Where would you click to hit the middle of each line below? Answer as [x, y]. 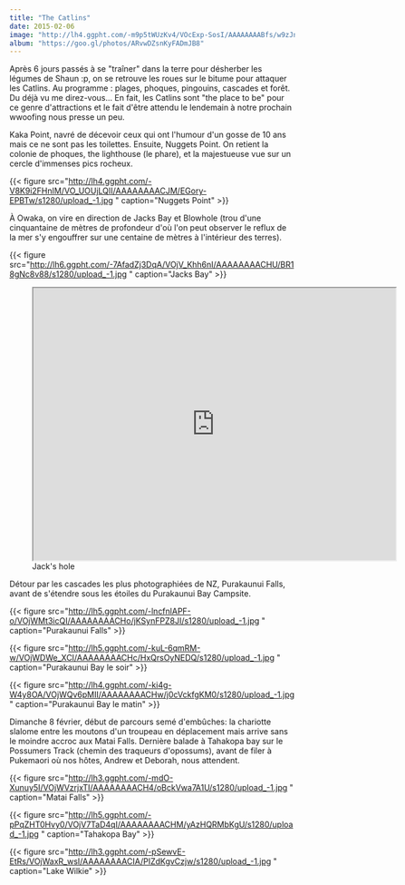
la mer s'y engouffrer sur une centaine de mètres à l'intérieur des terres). [146, 238]
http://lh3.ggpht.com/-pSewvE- [126, 852]
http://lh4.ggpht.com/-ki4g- [120, 685]
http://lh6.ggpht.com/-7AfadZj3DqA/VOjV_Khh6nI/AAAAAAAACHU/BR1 [162, 265]
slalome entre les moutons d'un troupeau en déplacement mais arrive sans [149, 732]
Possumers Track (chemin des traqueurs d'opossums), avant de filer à [140, 751]
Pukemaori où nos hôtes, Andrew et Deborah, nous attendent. [125, 761]
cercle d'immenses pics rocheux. [71, 163]
